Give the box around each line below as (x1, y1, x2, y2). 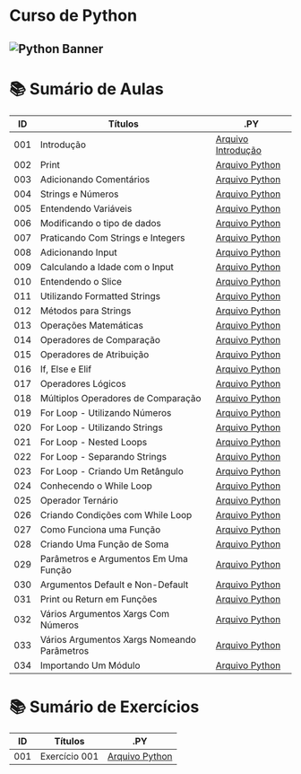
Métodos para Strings (39, 304, 132, 317)
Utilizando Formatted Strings (39, 289, 161, 302)
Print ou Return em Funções (39, 593, 158, 605)
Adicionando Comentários (39, 172, 150, 185)
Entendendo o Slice (39, 275, 123, 287)
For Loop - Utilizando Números (39, 406, 172, 418)
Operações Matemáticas (39, 319, 143, 331)
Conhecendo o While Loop (39, 479, 152, 492)
